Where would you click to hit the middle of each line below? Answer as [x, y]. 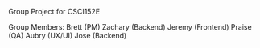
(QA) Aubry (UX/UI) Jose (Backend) [68, 36]
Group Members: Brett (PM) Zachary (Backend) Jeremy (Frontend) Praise [130, 27]
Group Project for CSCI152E [54, 12]
